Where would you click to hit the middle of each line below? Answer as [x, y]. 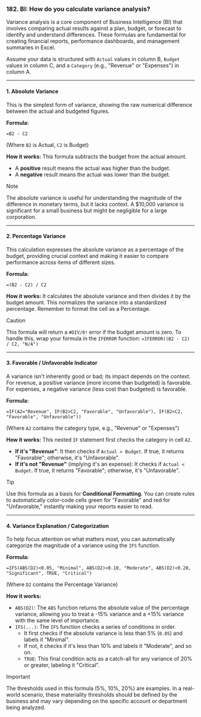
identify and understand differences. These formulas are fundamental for [96, 35]
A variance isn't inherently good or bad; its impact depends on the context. [98, 376]
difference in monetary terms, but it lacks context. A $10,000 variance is [95, 204]
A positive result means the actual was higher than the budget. [92, 168]
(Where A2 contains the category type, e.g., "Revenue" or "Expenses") [93, 428]
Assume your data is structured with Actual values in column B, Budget [93, 59]
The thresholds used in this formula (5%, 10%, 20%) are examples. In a [94, 688]
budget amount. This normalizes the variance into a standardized [86, 302]
